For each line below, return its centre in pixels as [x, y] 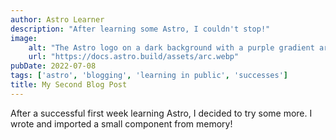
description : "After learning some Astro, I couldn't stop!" [140, 29]
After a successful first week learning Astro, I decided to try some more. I [161, 113]
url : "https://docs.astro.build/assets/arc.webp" [134, 57]
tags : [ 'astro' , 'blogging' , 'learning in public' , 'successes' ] [149, 76]
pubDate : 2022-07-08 [53, 66]
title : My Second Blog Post [69, 85]
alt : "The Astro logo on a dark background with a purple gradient [171, 47]
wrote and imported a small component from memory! [121, 123]
